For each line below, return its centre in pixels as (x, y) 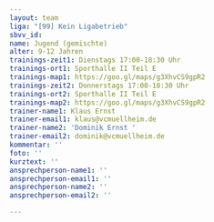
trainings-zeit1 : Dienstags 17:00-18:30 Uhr (95, 60)
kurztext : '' (34, 161)
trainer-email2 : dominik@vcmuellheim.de (87, 136)
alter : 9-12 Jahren (46, 52)
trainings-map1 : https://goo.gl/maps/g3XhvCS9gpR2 (107, 77)
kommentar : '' (36, 145)
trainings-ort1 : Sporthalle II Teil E (83, 69)
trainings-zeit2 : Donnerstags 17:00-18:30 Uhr (99, 86)
